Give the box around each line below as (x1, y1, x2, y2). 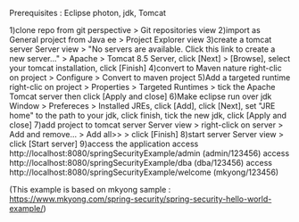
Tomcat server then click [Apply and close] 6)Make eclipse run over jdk (9, 91, 272, 102)
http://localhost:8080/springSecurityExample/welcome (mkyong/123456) (9, 167, 279, 177)
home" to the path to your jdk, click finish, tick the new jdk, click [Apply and (9, 111, 287, 120)
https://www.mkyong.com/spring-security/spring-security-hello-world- (9, 193, 272, 204)
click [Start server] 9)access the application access (9, 138, 199, 149)
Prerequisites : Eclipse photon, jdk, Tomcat (9, 8, 167, 18)
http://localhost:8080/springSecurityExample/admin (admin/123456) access (9, 148, 290, 159)
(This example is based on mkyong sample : (9, 185, 171, 194)
